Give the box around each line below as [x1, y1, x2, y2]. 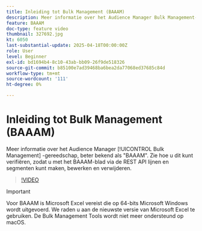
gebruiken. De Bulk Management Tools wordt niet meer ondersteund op [6, 212, 184, 220]
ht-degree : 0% [6, 82, 42, 88]
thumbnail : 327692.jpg [6, 31, 63, 37]
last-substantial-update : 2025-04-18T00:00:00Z [6, 43, 128, 49]
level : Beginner [6, 54, 47, 60]
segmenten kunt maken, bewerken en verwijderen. [6, 164, 132, 171]
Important [6, 188, 31, 195]
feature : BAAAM [6, 20, 44, 26]
